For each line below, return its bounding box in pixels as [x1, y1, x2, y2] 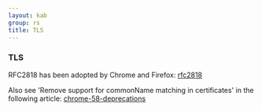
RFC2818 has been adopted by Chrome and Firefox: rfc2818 [8, 70, 203, 80]
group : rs [8, 19, 41, 27]
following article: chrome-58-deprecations [8, 94, 146, 103]
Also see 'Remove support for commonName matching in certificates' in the [8, 85, 254, 94]
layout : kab [8, 11, 47, 20]
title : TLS [8, 26, 44, 34]
